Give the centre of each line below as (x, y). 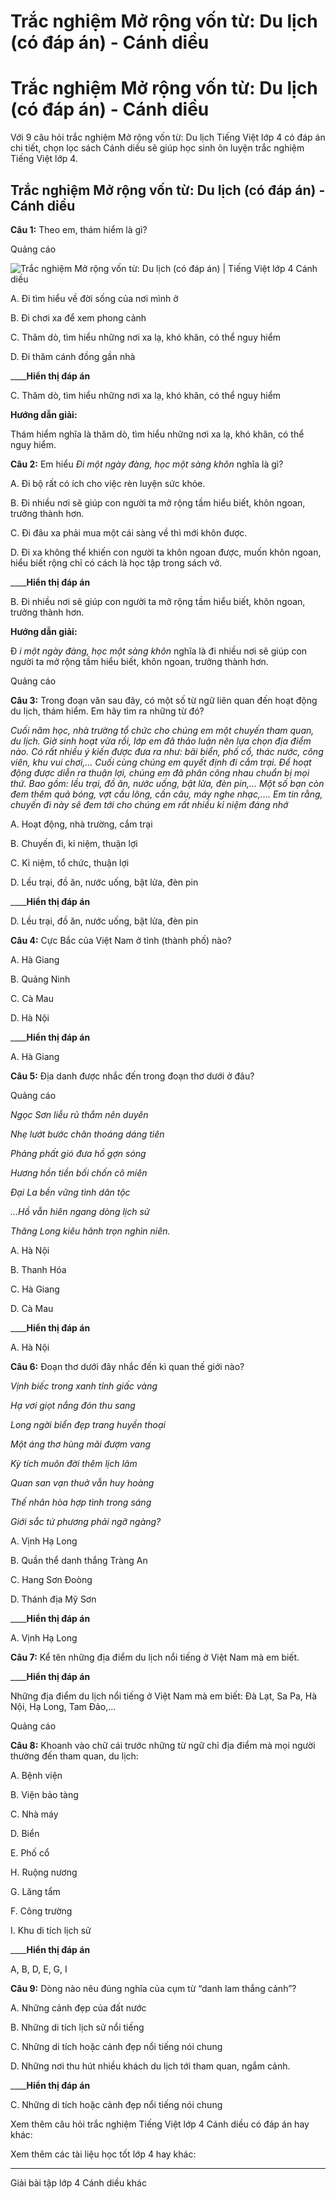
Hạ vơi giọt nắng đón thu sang (73, 1405)
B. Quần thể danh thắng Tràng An (79, 1560)
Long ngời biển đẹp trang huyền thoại (88, 1424)
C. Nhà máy (34, 1814)
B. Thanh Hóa (38, 1269)
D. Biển (25, 1833)
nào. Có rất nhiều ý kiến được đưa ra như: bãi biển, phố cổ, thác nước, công (167, 751)
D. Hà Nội (30, 1017)
